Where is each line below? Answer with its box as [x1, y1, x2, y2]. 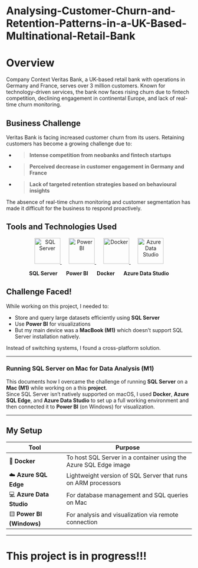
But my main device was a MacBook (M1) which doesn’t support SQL [14, 326, 183, 333]
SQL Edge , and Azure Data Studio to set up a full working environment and [6, 397, 189, 404]
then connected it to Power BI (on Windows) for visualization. [6, 403, 155, 410]
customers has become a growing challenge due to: [6, 140, 133, 147]
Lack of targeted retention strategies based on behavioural [29, 180, 177, 187]
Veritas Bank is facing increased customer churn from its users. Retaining [6, 134, 184, 141]
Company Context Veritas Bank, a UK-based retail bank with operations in [6, 76, 186, 83]
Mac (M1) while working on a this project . [6, 384, 108, 391]
